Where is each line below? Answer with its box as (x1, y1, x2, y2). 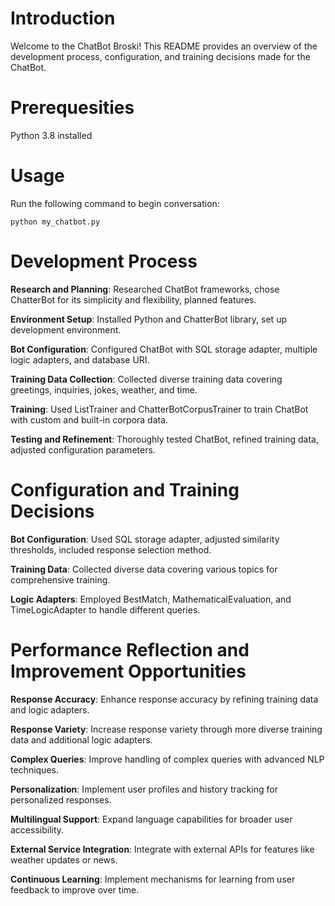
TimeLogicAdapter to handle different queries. (10, 603, 201, 616)
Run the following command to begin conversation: (10, 197, 220, 209)
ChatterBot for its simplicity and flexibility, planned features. (10, 293, 257, 306)
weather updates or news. (10, 853, 118, 866)
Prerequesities (10, 97, 135, 119)
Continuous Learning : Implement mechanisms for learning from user (10, 873, 296, 885)
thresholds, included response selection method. (10, 543, 212, 556)
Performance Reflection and (10, 638, 250, 661)
